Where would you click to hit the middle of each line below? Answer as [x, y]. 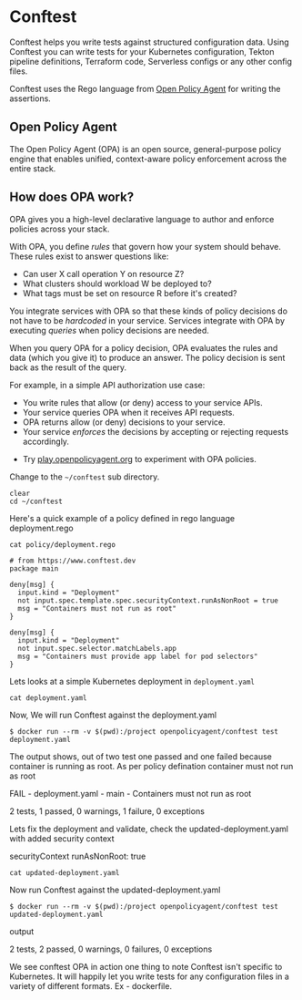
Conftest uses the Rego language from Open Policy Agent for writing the [145, 88]
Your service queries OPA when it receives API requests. [128, 412]
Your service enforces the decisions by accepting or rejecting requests [156, 431]
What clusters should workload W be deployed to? [117, 284]
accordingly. [46, 441]
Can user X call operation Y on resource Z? [103, 273]
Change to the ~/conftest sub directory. [85, 477]
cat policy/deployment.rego [63, 544]
